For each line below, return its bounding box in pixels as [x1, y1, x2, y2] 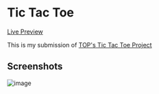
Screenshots [7, 60, 63, 73]
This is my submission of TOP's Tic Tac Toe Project [7, 40, 152, 49]
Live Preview [7, 27, 43, 36]
